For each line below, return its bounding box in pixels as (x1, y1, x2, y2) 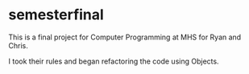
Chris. (8, 40, 28, 50)
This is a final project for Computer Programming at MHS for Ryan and (8, 32, 242, 42)
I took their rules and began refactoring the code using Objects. (8, 56, 219, 66)
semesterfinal (8, 6, 105, 24)
